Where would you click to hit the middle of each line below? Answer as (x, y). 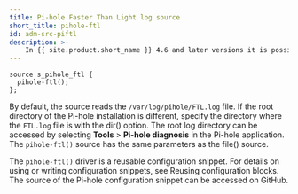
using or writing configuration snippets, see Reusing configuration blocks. (144, 171)
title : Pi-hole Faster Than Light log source (94, 17)
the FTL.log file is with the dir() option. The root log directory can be (133, 126)
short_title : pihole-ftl (55, 26)
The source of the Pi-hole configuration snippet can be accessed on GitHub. (149, 180)
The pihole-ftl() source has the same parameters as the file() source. (139, 144)
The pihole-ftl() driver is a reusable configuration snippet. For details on (144, 161)
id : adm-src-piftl (43, 34)
